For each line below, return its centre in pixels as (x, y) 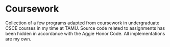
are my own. (18, 39)
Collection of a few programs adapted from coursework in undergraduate (82, 23)
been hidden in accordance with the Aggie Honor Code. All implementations (85, 33)
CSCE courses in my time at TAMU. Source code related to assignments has (85, 28)
